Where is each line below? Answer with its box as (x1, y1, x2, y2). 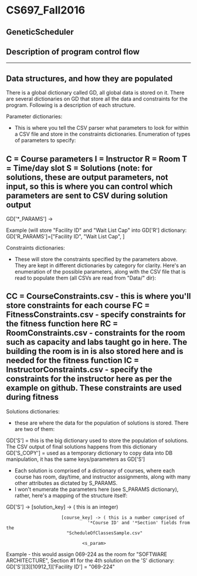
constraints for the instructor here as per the (6, 374, 172, 384)
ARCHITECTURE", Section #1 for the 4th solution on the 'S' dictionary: (6, 557, 175, 564)
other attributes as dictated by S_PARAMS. (14, 479, 118, 486)
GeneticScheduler (6, 27, 74, 37)
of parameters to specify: (14, 137, 76, 144)
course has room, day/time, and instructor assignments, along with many (14, 473, 191, 480)
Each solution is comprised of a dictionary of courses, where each (14, 467, 175, 474)
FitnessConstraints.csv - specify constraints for (6, 309, 186, 320)
